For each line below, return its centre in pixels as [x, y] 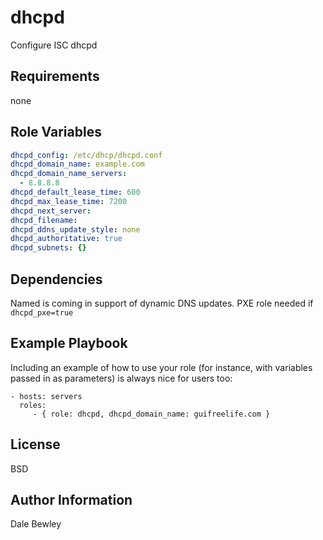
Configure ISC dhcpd [54, 45]
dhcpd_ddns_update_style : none [75, 229]
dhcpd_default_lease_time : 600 [75, 192]
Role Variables [56, 132]
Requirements [55, 76]
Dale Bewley [36, 524]
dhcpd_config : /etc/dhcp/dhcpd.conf [86, 155]
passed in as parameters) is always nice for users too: [121, 378]
